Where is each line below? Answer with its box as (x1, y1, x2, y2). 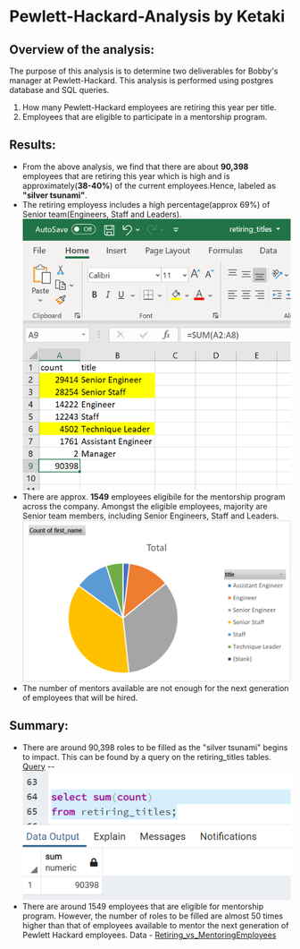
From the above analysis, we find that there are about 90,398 (21, 161, 249, 172)
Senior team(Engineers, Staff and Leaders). (21, 209, 182, 219)
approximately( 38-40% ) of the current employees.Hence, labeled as (21, 180, 277, 191)
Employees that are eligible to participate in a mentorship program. (21, 112, 268, 122)
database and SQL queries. (9, 85, 110, 95)
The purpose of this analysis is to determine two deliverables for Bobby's (9, 65, 279, 76)
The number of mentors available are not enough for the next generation (21, 682, 289, 693)
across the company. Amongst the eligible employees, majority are (21, 500, 268, 511)
